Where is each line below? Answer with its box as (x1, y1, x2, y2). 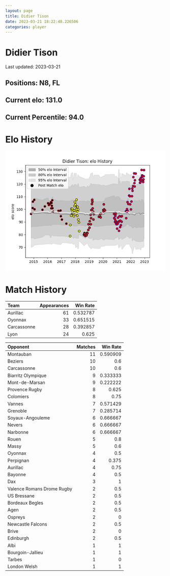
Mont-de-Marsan (7, 379, 46, 386)
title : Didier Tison (5, 13, 49, 19)
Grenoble (7, 407, 27, 414)
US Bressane (7, 492, 35, 499)
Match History (5, 284, 67, 295)
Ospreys (7, 514, 25, 520)
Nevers (7, 422, 23, 428)
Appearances (40, 302, 69, 308)
